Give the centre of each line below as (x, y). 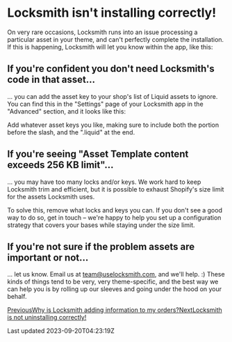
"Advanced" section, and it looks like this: (67, 111)
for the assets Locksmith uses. (51, 196)
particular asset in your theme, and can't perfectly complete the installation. (116, 39)
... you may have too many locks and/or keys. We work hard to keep (104, 182)
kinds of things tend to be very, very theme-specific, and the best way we (113, 282)
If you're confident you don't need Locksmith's (111, 69)
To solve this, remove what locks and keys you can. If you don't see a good (115, 210)
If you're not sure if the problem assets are (101, 246)
